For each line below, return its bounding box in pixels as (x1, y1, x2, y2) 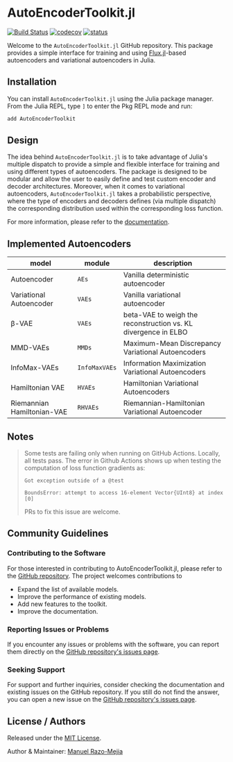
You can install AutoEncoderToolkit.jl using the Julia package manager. (7, 94, 214, 103)
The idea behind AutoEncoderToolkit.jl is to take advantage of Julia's (7, 153, 208, 161)
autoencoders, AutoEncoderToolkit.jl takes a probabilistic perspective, (7, 189, 212, 198)
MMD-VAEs (10, 343, 50, 353)
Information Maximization (123, 358, 207, 368)
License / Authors (7, 716, 86, 727)
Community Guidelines (7, 528, 109, 539)
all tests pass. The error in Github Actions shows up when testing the (24, 456, 222, 465)
